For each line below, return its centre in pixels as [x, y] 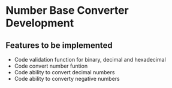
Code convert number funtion [51, 66]
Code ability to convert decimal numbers [64, 72]
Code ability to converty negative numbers [67, 79]
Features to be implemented [59, 45]
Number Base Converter [67, 10]
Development [40, 23]
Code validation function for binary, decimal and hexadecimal [90, 60]
